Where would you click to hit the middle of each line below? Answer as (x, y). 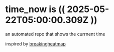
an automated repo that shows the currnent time (55, 34)
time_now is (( (35, 9)
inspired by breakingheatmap (36, 43)
